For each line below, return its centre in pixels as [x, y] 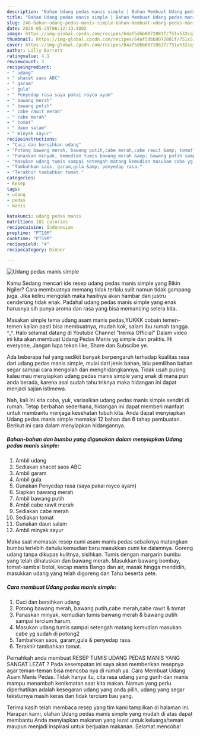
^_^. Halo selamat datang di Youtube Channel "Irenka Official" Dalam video [97, 333]
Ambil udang [31, 461]
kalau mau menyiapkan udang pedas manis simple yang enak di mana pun [98, 376]
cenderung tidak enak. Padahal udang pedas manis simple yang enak [92, 302]
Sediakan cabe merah [42, 511]
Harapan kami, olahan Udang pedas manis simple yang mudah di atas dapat [100, 714]
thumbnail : [20, 39]
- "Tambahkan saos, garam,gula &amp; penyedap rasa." [75, 167]
